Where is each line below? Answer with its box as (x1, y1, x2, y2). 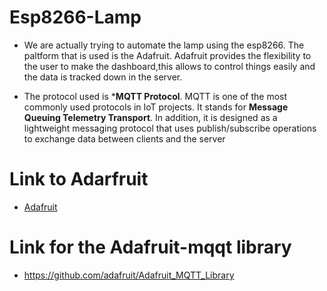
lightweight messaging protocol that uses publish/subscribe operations (23, 122, 317, 134)
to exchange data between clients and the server (23, 132, 226, 145)
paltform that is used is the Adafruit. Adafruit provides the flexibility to (23, 49, 312, 61)
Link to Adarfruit (9, 168, 149, 191)
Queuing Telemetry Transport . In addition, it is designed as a (23, 111, 278, 123)
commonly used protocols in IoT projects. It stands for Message (23, 101, 289, 113)
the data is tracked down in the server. (23, 71, 183, 83)
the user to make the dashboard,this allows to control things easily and (23, 60, 316, 72)
